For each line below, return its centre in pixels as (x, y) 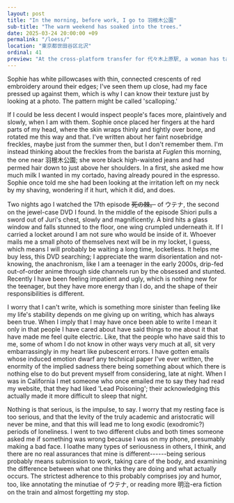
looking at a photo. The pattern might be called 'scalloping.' (92, 101)
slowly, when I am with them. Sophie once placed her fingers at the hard (111, 122)
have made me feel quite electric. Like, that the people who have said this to (116, 336)
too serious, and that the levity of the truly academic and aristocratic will (111, 417)
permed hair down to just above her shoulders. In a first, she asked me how (116, 167)
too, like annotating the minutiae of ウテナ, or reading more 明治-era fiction (115, 484)
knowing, (20, 264)
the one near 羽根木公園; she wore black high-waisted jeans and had (106, 160)
